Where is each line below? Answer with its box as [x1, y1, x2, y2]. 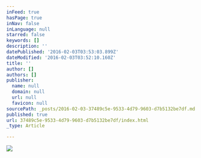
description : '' [6, 43, 48, 50]
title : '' [6, 60, 32, 66]
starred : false [6, 32, 45, 38]
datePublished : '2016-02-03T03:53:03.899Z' [6, 49, 119, 55]
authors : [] [6, 72, 37, 78]
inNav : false [6, 20, 40, 26]
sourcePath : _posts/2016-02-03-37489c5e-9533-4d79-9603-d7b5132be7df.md [6, 105, 196, 112]
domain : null [12, 89, 45, 95]
